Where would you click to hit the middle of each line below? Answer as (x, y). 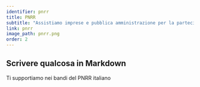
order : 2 (17, 39)
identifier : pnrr (28, 12)
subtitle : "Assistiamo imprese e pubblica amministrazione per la (90, 23)
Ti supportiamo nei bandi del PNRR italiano (59, 77)
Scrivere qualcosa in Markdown (66, 63)
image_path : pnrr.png (33, 34)
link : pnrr (20, 28)
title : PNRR (21, 17)
